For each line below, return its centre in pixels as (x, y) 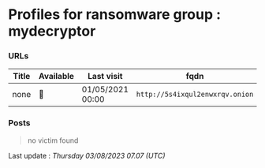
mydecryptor (52, 31)
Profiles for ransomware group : (115, 15)
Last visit (105, 77)
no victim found (53, 140)
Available (56, 77)
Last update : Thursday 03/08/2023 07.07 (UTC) (87, 155)
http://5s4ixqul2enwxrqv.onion (195, 95)
